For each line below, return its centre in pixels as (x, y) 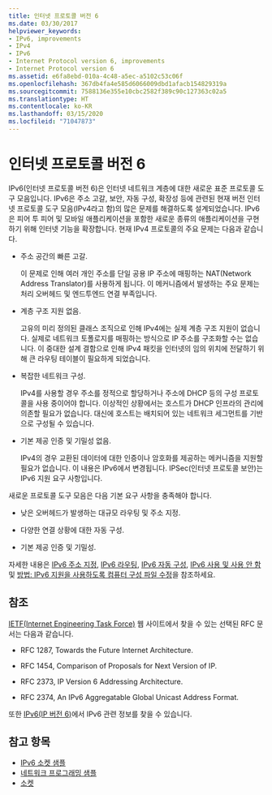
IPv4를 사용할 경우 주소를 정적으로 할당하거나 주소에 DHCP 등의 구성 (129, 393)
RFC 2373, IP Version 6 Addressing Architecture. (101, 681)
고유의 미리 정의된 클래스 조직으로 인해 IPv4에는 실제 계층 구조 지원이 (130, 328)
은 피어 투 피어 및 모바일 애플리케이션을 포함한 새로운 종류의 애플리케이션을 (127, 218)
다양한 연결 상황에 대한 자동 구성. (72, 530)
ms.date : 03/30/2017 (43, 24)
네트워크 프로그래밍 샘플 (58, 773)
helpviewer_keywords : (45, 31)
